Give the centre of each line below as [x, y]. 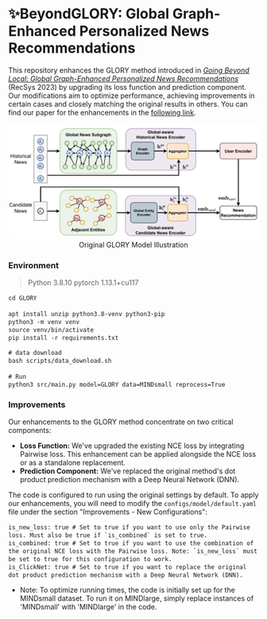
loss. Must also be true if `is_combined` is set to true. [108, 535]
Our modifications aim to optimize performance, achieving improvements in [132, 95]
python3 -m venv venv [44, 322]
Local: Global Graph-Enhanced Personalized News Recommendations [124, 78]
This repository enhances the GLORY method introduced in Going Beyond [129, 70]
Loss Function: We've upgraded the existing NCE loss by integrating [132, 446]
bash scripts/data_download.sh [60, 361]
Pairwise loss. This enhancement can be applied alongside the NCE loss [138, 454]
